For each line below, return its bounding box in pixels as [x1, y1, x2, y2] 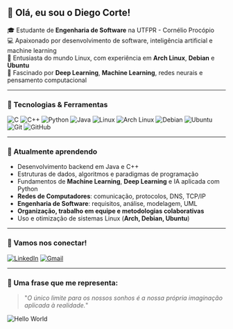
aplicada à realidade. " [24, 301, 89, 310]
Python [17, 185, 38, 193]
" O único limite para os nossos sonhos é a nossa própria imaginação [24, 294, 223, 302]
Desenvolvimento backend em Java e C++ [17, 163, 139, 171]
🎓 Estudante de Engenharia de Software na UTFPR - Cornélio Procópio [7, 26, 215, 34]
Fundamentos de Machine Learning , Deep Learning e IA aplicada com [17, 177, 220, 186]
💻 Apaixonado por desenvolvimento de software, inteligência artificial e [7, 36, 213, 45]
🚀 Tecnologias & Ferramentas [7, 99, 108, 109]
